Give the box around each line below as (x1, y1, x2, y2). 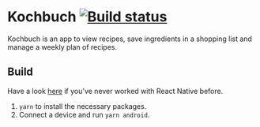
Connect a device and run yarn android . (18, 110, 150, 119)
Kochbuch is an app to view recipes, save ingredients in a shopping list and (7, 34, 252, 43)
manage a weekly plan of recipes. (7, 42, 118, 51)
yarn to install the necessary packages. (18, 101, 147, 110)
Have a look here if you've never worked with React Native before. (7, 86, 224, 95)
